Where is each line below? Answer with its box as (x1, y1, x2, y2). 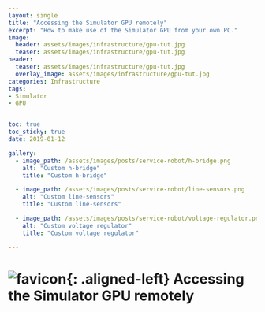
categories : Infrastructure (8, 77, 101, 85)
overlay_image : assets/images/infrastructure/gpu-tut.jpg (15, 70, 211, 78)
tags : (8, 84, 26, 93)
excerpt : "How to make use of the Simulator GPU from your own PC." (8, 26, 238, 34)
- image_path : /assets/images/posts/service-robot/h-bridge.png (15, 157, 231, 165)
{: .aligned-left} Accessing (65, 269, 244, 288)
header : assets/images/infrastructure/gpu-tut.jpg (15, 41, 185, 49)
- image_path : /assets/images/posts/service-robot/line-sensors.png (15, 186, 245, 194)
